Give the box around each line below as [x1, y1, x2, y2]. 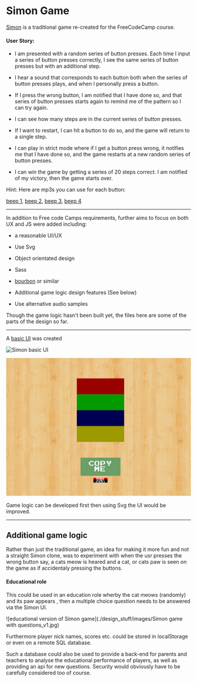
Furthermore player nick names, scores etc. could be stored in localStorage [6, 633, 189, 640]
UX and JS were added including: [6, 220, 87, 228]
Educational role [6, 578, 47, 585]
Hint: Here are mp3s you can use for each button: [6, 186, 126, 193]
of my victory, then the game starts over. [14, 175, 113, 182]
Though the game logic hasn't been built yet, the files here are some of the [6, 312, 187, 319]
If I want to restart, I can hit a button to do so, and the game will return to [14, 127, 190, 134]
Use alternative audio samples [14, 300, 88, 307]
